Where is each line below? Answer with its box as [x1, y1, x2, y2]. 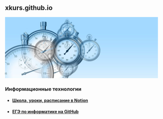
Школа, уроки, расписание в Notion [12, 98, 88, 104]
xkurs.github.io [5, 4, 53, 12]
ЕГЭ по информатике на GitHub [12, 108, 79, 114]
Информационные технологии [5, 86, 81, 92]
